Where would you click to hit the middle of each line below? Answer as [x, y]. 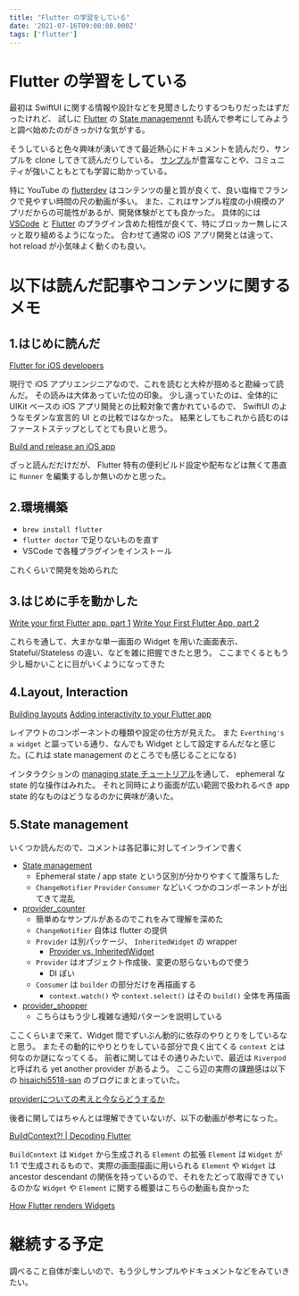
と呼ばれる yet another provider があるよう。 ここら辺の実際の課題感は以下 [147, 1068]
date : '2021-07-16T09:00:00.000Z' [74, 26]
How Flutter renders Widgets [62, 1205]
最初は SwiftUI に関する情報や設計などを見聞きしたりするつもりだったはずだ [149, 107]
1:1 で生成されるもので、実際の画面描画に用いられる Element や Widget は [143, 1165]
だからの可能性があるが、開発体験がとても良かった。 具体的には [143, 213]
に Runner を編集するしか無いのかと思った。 [90, 476]
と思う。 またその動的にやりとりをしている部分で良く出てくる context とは [147, 1046]
